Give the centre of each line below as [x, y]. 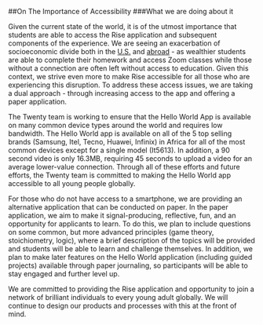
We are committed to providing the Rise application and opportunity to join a [131, 289]
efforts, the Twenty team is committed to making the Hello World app [120, 175]
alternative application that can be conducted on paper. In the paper [119, 207]
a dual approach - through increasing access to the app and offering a [122, 93]
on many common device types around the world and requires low [115, 125]
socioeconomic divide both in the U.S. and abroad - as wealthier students [127, 51]
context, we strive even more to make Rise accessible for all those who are [129, 77]
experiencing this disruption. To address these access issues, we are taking [131, 85]
